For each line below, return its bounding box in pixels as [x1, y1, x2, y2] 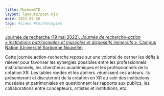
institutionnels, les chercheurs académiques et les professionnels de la [5, 65, 148, 71]
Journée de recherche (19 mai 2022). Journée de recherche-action [5, 34, 141, 40]
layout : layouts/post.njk [5, 12, 58, 17]
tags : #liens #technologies [5, 21, 63, 26]
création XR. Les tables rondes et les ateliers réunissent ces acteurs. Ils [5, 70, 150, 76]
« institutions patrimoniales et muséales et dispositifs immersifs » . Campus [5, 40, 157, 46]
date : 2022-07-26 [5, 16, 41, 21]
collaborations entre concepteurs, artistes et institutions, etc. [5, 85, 128, 91]
